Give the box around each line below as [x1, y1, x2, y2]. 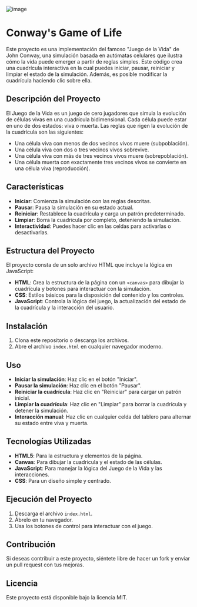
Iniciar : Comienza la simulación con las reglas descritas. [14, 197, 152, 204]
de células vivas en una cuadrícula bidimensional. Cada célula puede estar [6, 115, 187, 123]
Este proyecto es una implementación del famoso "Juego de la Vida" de [6, 45, 179, 52]
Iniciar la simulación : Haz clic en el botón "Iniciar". [14, 376, 138, 383]
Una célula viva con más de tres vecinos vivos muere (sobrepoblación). [14, 152, 188, 159]
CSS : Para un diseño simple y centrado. [14, 477, 112, 484]
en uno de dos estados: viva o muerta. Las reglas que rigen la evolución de [6, 122, 188, 129]
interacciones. [14, 471, 49, 478]
